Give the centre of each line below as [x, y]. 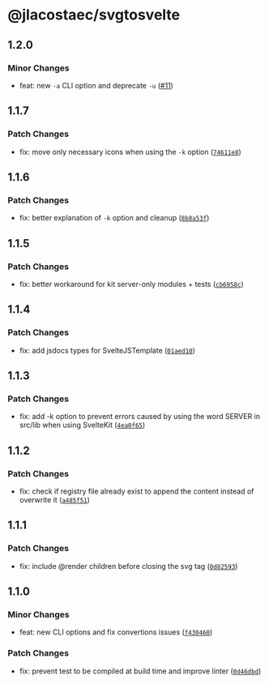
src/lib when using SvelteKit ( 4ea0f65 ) [82, 425]
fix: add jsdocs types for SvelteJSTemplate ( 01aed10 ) [107, 350]
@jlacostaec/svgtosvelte [94, 15]
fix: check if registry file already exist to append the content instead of [137, 491]
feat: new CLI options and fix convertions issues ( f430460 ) [116, 632]
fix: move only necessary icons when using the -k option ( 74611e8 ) [130, 152]
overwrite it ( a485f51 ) [55, 500]
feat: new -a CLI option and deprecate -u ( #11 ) [96, 85]
